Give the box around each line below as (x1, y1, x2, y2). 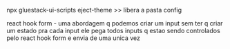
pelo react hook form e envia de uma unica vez (6, 34, 141, 42)
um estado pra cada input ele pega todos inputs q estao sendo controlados (6, 27, 220, 35)
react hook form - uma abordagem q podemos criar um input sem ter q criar (6, 19, 223, 27)
